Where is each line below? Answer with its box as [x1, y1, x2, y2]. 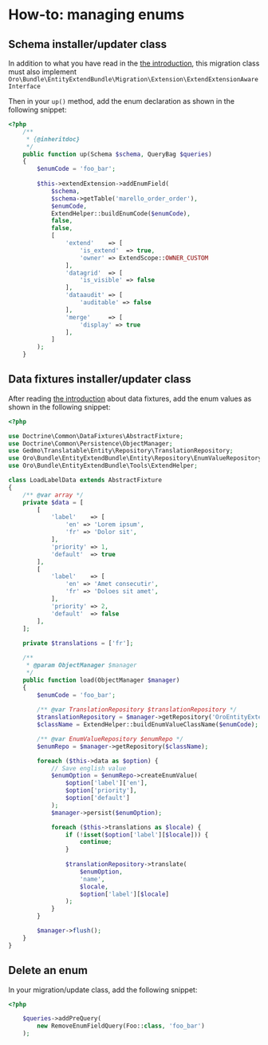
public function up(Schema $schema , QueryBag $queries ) [22, 150, 213, 158]
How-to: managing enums [8, 6, 185, 24]
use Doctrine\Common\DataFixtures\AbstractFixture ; [8, 432, 183, 440]
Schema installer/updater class [8, 38, 167, 51]
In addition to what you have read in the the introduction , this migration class [8, 58, 260, 68]
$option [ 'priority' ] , [65, 786, 137, 795]
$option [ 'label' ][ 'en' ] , [65, 779, 148, 787]
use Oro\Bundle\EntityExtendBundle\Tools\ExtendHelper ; [8, 461, 198, 470]
